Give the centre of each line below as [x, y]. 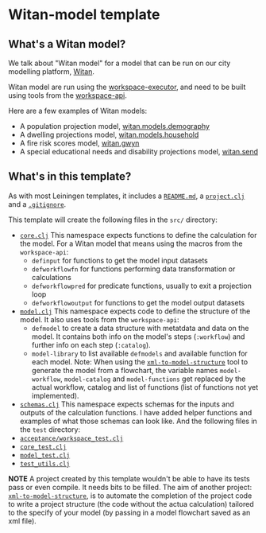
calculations [51, 277]
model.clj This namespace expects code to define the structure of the [135, 311]
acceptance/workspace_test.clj [71, 438]
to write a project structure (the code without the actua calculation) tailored [131, 504]
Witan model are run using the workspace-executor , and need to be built [127, 87]
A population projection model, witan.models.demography [115, 126]
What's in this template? [70, 177]
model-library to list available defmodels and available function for [139, 353]
